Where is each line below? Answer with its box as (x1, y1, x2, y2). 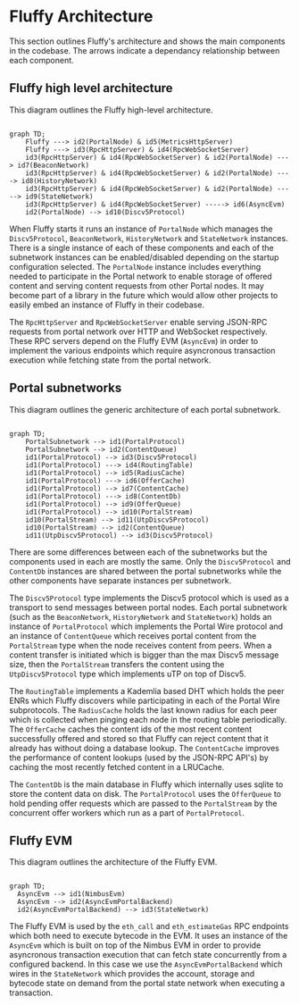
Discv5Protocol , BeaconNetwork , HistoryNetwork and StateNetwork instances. (9, 232, 288, 243)
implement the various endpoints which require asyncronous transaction (9, 345, 276, 356)
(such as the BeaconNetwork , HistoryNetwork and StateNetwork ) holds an (9, 611, 272, 622)
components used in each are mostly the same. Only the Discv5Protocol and (9, 556, 291, 566)
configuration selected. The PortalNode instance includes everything (9, 261, 262, 272)
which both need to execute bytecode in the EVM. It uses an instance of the (9, 931, 288, 942)
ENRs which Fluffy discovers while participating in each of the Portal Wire (9, 695, 280, 706)
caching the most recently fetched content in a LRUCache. (9, 761, 225, 772)
